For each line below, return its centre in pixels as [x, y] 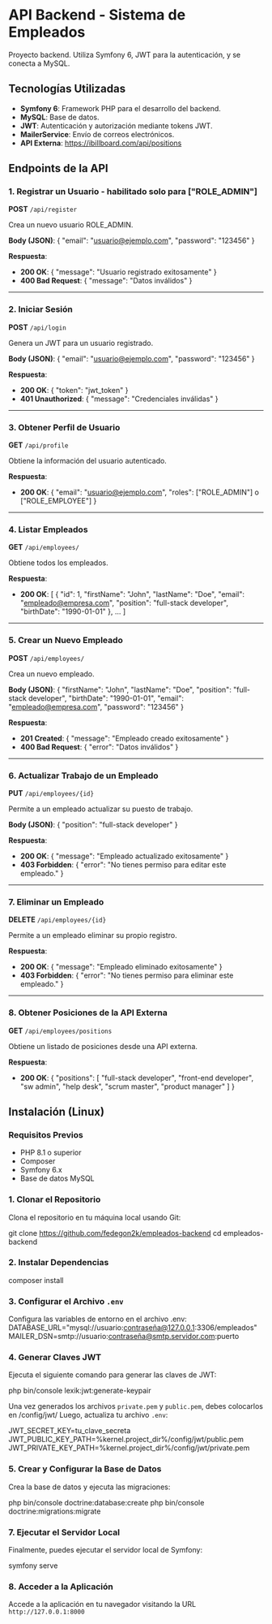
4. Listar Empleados [48, 529]
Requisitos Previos [46, 1134]
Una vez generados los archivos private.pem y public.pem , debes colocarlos [136, 1406]
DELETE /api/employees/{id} [57, 920]
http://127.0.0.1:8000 [47, 1612]
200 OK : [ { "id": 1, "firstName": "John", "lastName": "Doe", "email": [132, 594]
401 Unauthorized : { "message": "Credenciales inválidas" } [119, 399]
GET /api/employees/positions [60, 1030]
